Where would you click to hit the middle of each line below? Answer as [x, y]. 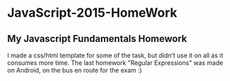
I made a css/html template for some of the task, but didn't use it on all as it [115, 55]
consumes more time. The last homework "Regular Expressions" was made [115, 63]
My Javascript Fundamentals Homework [97, 39]
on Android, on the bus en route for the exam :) [75, 70]
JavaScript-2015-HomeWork [92, 13]
